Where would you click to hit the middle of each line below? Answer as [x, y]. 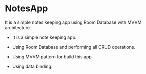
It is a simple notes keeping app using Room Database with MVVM [73, 22]
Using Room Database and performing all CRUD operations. [74, 47]
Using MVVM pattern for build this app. [53, 56]
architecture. [18, 27]
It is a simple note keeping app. [44, 37]
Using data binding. [32, 66]
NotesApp [27, 9]
